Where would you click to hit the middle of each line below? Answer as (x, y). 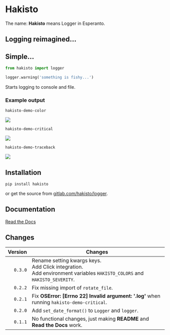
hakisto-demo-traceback (30, 147)
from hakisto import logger (35, 68)
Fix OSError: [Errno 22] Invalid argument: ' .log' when (96, 296)
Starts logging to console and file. (40, 87)
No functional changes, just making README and (91, 319)
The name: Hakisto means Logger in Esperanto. (55, 23)
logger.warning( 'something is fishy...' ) (50, 78)
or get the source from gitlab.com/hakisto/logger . (57, 193)
